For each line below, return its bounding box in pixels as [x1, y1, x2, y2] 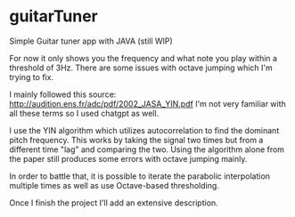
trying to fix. [9, 71, 54, 82]
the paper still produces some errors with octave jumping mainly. [9, 153, 248, 164]
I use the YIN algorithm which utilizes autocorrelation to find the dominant [9, 125, 280, 135]
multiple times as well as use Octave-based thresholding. [9, 180, 220, 190]
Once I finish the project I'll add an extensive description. [9, 197, 218, 208]
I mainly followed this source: [9, 89, 117, 100]
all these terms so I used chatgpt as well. [9, 108, 160, 118]
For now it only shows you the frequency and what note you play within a [9, 52, 278, 63]
